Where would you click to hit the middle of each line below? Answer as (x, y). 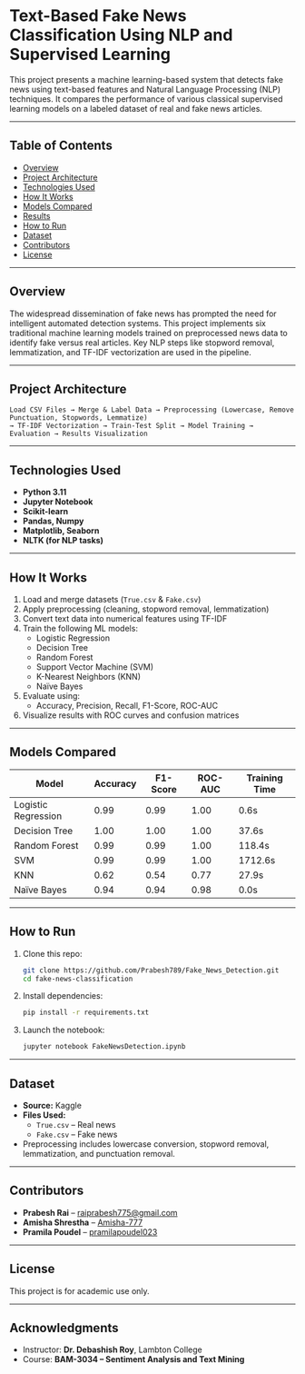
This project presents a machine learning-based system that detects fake (147, 79)
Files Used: (44, 1115)
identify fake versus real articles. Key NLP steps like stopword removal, (142, 343)
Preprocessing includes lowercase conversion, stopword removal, (146, 1144)
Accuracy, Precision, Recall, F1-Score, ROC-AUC (127, 706)
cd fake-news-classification (78, 979)
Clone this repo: (52, 953)
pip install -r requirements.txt (86, 1013)
